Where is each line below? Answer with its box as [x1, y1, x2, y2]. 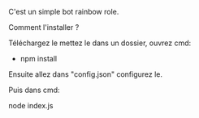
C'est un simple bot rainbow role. [8, 7, 119, 16]
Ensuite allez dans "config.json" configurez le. [8, 70, 163, 79]
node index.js [8, 101, 54, 110]
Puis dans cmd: [8, 85, 60, 95]
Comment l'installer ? [8, 23, 80, 32]
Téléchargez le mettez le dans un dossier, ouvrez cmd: [8, 38, 192, 48]
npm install [19, 54, 58, 63]
